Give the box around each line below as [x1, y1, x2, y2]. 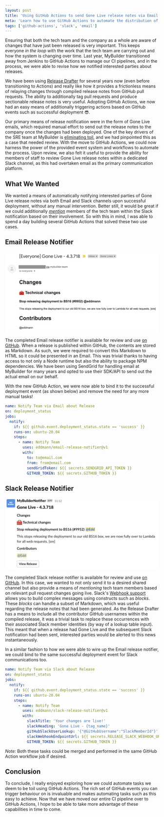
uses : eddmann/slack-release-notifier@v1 [22, 708, 108, 713]
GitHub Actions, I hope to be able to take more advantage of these [5, 801, 138, 807]
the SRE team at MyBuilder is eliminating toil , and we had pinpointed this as [5, 135, 156, 140]
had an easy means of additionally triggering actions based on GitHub [5, 104, 146, 110]
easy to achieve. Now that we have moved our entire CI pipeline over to [5, 796, 149, 802]
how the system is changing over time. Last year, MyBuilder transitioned [5, 53, 150, 59]
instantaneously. [5, 637, 38, 643]
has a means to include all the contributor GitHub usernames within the [5, 611, 148, 617]
